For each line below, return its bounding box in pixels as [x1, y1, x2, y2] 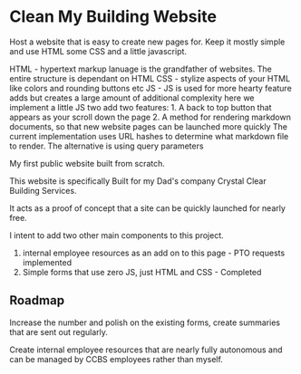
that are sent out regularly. [9, 326, 109, 337]
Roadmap [9, 292, 65, 309]
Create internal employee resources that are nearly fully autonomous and [9, 344, 283, 355]
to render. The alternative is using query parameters [9, 140, 204, 151]
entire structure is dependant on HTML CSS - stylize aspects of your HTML [9, 72, 291, 83]
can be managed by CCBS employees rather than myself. [9, 353, 224, 364]
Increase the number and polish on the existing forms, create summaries [9, 317, 281, 328]
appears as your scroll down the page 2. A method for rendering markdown [9, 111, 292, 122]
